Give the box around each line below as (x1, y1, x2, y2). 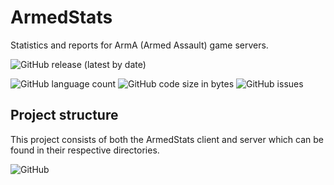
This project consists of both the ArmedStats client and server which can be (10, 133, 325, 145)
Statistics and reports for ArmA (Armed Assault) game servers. (10, 39, 269, 51)
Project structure (10, 107, 119, 124)
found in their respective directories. (10, 144, 160, 156)
